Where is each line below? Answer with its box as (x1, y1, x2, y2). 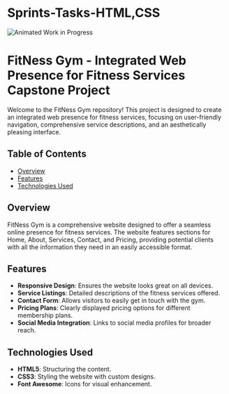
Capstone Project (7, 83, 110, 99)
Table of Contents (7, 148, 87, 160)
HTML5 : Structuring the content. (17, 365, 112, 374)
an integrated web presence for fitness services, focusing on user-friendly (7, 113, 222, 121)
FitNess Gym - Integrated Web (7, 52, 186, 69)
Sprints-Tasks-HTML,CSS (7, 5, 161, 21)
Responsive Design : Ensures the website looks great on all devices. (17, 281, 214, 290)
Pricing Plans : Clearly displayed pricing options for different (17, 304, 191, 312)
